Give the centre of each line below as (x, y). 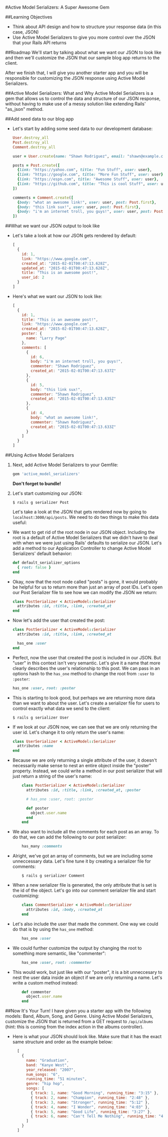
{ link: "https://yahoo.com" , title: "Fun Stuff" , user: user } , (85, 170)
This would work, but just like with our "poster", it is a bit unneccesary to (87, 972)
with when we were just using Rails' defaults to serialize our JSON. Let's (87, 543)
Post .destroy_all (31, 143)
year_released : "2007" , (51, 1070)
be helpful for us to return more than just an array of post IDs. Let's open (88, 587)
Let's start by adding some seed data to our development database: (82, 128)
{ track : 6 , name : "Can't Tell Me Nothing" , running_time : (94, 1116)
